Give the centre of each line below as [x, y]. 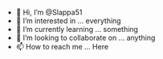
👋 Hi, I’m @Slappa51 [49, 12]
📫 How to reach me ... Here [62, 47]
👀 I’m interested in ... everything [69, 21]
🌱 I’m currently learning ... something [77, 29]
